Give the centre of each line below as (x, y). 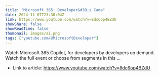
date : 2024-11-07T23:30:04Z (35, 15)
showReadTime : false (27, 29)
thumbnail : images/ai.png (32, 33)
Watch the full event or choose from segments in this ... (63, 58)
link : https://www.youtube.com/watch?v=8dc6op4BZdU (61, 19)
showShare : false (24, 24)
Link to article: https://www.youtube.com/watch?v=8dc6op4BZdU (81, 68)
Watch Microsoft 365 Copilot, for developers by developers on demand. (80, 52)
